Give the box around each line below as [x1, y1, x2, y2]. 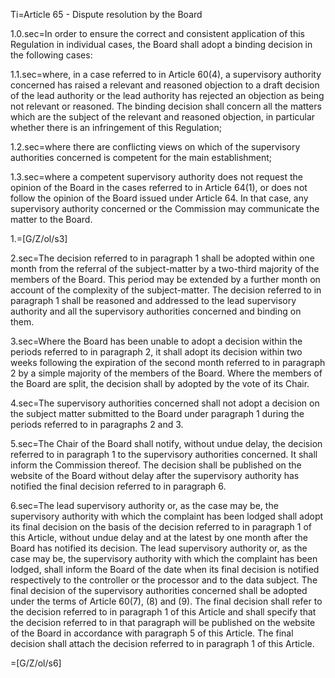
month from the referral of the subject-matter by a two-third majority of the [10, 263, 320, 274]
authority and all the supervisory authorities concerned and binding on [10, 305, 302, 317]
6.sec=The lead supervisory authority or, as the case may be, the [10, 500, 279, 511]
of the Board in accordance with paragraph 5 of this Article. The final [10, 627, 294, 639]
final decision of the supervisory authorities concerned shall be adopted [10, 585, 308, 596]
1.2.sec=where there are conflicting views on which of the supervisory [10, 141, 301, 153]
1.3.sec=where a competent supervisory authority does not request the [10, 171, 304, 183]
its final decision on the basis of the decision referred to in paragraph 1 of [10, 521, 313, 533]
